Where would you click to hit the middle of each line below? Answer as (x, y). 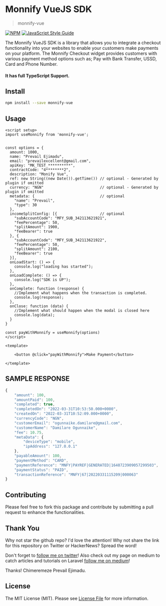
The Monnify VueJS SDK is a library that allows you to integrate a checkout (83, 42)
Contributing (26, 495)
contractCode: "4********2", (40, 170)
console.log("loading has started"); (54, 267)
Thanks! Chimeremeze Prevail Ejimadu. (46, 570)
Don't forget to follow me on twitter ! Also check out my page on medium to (82, 555)
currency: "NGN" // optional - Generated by (84, 188)
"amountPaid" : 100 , (35, 400)
